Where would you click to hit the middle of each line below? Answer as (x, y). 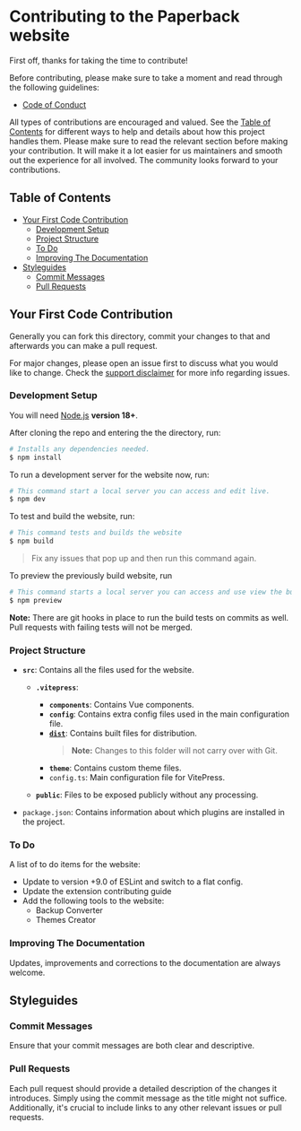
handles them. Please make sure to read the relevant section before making (149, 141)
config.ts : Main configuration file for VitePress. (137, 778)
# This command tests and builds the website (95, 533)
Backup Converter (69, 910)
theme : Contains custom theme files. (115, 768)
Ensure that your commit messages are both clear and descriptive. (132, 1046)
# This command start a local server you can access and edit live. (140, 491)
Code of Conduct (54, 104)
